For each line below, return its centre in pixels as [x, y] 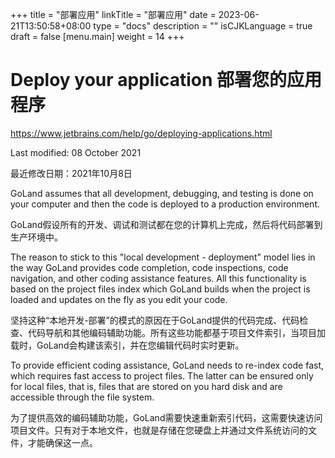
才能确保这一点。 [62, 442]
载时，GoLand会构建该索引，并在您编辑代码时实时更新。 [127, 345]
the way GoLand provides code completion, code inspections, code [149, 267]
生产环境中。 [36, 237]
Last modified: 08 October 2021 [76, 152]
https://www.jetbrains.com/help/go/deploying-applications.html [141, 133]
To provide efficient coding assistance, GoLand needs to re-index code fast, [167, 365]
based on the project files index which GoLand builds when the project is [160, 289]
